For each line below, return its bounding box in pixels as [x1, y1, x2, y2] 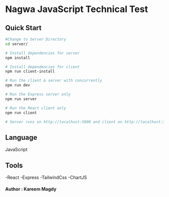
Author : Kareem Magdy [5, 186, 57, 192]
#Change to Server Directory [5, 37, 66, 42]
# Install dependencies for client [5, 64, 80, 69]
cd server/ [5, 41, 28, 46]
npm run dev [5, 83, 30, 88]
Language [5, 133, 38, 142]
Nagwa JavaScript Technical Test [5, 4, 148, 15]
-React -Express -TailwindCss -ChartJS [5, 174, 87, 180]
